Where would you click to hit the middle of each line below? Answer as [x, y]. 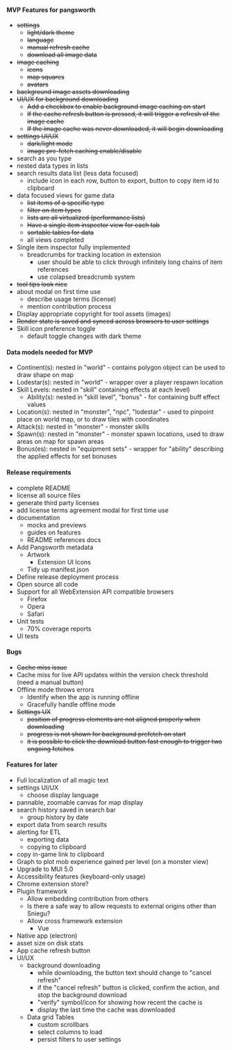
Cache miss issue [42, 667]
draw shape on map [45, 375]
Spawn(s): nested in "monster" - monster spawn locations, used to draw [120, 434]
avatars [38, 84]
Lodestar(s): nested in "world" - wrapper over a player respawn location [120, 383]
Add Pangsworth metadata [55, 547]
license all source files [48, 495]
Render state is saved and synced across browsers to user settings [113, 321]
